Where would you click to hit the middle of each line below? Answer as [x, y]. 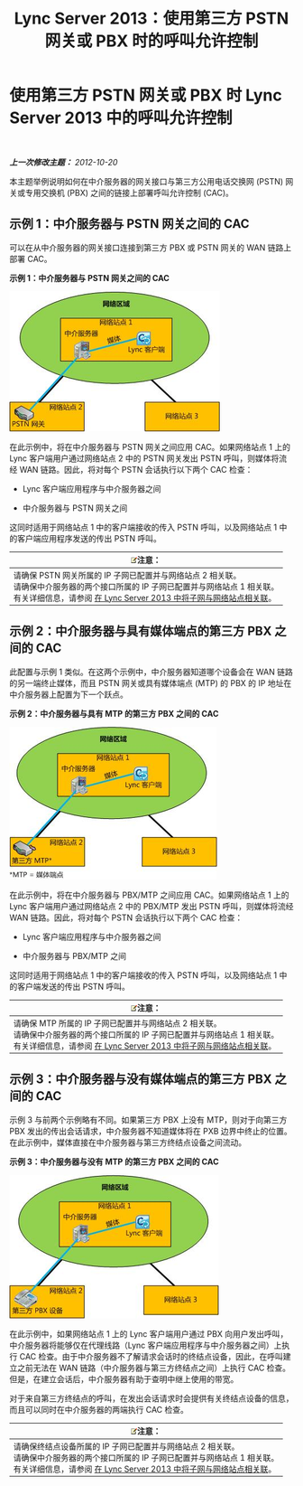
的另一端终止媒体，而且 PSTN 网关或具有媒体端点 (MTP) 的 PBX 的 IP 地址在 [151, 682]
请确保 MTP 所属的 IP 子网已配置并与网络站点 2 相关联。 [117, 1023]
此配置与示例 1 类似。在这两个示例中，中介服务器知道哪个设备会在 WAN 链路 [151, 672]
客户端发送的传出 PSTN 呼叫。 [73, 986]
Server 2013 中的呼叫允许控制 [121, 118]
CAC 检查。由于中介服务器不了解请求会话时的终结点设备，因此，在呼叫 [151, 1356]
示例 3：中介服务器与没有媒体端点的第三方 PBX [141, 1080]
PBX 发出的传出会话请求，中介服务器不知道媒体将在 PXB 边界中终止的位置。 [151, 1131]
